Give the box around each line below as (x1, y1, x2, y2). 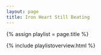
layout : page (6, 8, 39, 15)
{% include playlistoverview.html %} (6, 42, 96, 49)
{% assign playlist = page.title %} (6, 30, 89, 37)
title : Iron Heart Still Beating (6, 14, 90, 20)
